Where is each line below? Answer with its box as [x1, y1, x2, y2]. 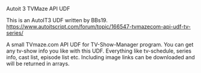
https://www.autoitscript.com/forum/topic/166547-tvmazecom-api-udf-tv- [6, 23, 191, 30]
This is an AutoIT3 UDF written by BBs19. [6, 17, 108, 23]
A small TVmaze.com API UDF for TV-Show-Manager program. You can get [6, 41, 194, 48]
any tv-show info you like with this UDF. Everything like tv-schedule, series [6, 47, 192, 54]
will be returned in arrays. [6, 60, 70, 67]
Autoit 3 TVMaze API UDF [6, 5, 70, 12]
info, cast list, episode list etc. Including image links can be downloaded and [6, 54, 196, 60]
